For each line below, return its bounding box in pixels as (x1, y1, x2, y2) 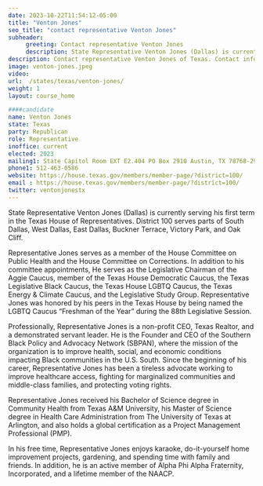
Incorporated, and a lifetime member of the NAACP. (8, 469, 175, 478)
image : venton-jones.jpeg (8, 63, 92, 71)
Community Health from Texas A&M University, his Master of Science (8, 404, 232, 413)
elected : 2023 (8, 150, 55, 158)
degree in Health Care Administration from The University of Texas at (8, 411, 231, 421)
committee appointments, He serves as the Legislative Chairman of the (8, 265, 237, 274)
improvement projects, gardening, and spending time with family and (8, 452, 230, 462)
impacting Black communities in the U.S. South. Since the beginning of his (8, 355, 247, 364)
